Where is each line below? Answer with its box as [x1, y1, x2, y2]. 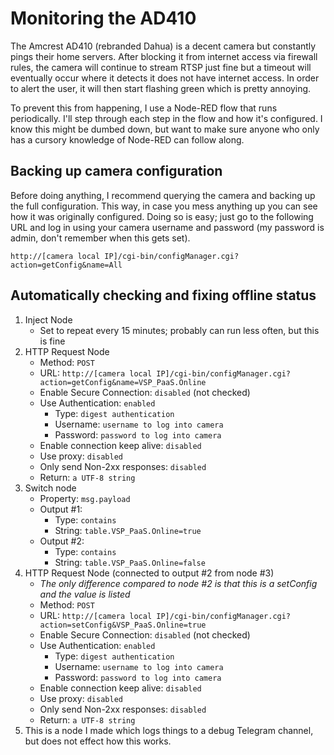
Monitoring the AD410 [10, 7, 197, 30]
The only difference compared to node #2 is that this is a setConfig [39, 577, 318, 589]
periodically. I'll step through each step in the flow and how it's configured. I [10, 112, 323, 124]
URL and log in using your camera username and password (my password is [10, 221, 325, 233]
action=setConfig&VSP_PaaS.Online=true [39, 620, 207, 630]
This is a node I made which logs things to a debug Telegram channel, [24, 724, 314, 736]
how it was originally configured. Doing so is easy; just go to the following [10, 210, 314, 222]
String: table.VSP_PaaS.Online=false [54, 556, 206, 568]
